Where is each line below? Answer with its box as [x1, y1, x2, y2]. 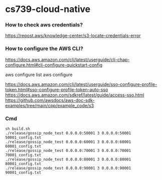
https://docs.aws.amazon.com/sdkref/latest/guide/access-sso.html [5, 91, 144, 98]
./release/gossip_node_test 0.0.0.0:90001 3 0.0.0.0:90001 [5, 166, 131, 171]
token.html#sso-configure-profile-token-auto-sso [5, 86, 108, 92]
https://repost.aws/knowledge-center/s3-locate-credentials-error [5, 32, 141, 38]
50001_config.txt [5, 135, 42, 140]
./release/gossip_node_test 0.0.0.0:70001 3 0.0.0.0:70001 [5, 148, 131, 153]
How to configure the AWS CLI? [5, 45, 84, 52]
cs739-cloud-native [5, 3, 91, 15]
